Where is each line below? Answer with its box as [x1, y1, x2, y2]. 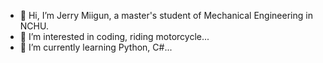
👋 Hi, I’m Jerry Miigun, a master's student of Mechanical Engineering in [19, 10, 313, 21]
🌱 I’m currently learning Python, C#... [19, 41, 173, 53]
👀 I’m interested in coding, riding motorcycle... [19, 31, 210, 42]
